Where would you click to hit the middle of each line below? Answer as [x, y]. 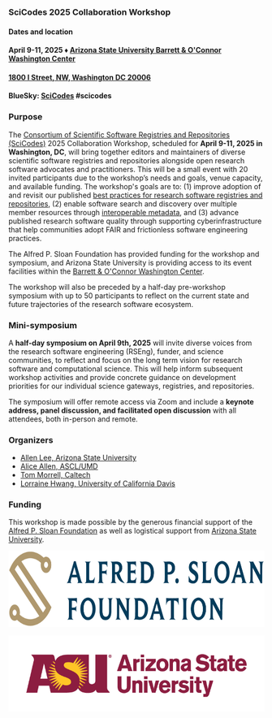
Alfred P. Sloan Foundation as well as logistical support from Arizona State [133, 531]
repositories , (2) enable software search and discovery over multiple [123, 203]
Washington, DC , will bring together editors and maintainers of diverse [127, 152]
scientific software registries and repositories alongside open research [127, 160]
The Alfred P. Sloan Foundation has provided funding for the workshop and [134, 253]
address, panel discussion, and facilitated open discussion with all [123, 410]
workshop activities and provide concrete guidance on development [123, 377]
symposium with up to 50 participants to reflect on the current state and [129, 296]
